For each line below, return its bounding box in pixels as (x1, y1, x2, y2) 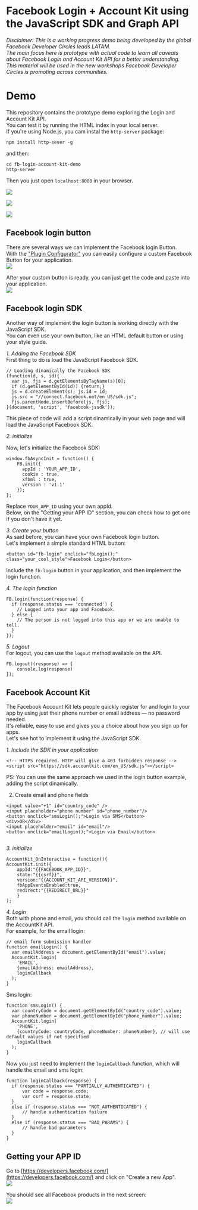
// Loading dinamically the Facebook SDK (6, 368, 111, 374)
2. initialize (6, 432, 33, 439)
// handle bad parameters (21, 1125, 86, 1131)
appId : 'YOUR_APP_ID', (21, 466, 81, 472)
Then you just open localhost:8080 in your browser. (6, 177, 134, 184)
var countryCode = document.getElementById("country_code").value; (11, 1008, 183, 1014)
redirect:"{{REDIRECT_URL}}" (17, 888, 89, 893)
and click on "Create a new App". (95, 1174, 177, 1181)
